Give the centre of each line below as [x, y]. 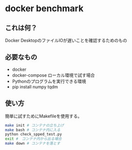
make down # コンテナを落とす [33, 144]
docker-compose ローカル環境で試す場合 [53, 75]
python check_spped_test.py [34, 134]
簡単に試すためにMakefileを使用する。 [44, 116]
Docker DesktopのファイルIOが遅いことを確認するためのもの [66, 40]
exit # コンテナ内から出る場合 [33, 139]
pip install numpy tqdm [35, 86]
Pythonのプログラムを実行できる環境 [49, 81]
